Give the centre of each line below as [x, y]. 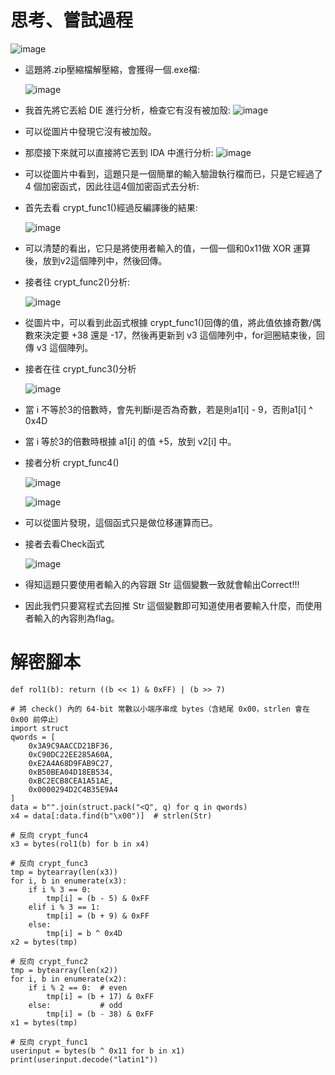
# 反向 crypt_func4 [49, 835]
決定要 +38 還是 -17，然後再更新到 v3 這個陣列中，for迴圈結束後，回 [183, 335]
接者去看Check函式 [64, 543]
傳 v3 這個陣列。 [59, 347]
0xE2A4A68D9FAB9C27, [71, 763]
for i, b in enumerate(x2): [69, 979]
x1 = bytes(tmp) [44, 1022]
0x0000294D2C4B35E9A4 [73, 789]
